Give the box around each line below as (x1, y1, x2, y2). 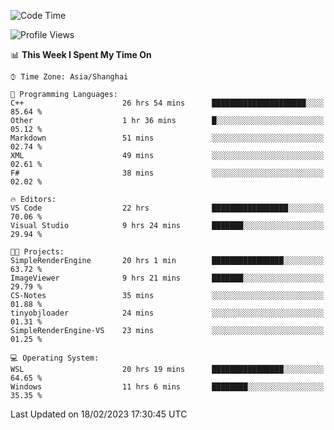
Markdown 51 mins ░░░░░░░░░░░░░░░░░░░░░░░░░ (10, 133, 325, 143)
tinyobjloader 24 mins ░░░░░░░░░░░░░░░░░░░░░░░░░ (10, 308, 325, 318)
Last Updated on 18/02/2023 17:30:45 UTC (10, 408, 188, 420)
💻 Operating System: (10, 353, 100, 363)
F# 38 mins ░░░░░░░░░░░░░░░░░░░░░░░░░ (10, 168, 325, 178)
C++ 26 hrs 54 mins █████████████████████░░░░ (10, 98, 325, 108)
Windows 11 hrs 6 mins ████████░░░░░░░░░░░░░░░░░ (10, 382, 325, 392)
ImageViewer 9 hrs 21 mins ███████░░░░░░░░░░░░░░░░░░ (10, 273, 325, 283)
